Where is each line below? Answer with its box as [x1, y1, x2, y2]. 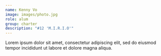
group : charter [5, 21, 38, 26]
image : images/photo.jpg [5, 12, 58, 17]
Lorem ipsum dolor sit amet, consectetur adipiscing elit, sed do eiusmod [5, 39, 156, 45]
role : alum [5, 16, 28, 21]
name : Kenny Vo [5, 7, 38, 12]
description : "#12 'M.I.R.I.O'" [5, 26, 74, 31]
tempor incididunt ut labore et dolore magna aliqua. [5, 45, 113, 51]
